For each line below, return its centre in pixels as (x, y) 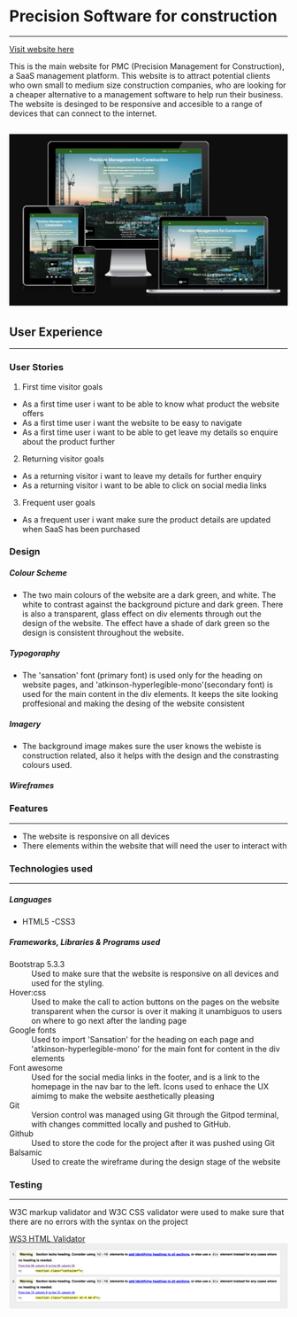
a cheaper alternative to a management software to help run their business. (146, 94)
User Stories (37, 368)
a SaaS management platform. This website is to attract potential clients (140, 75)
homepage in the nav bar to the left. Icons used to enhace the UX (150, 1086)
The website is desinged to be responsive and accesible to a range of (136, 104)
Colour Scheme (38, 573)
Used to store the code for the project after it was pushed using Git (153, 1143)
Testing (26, 1184)
